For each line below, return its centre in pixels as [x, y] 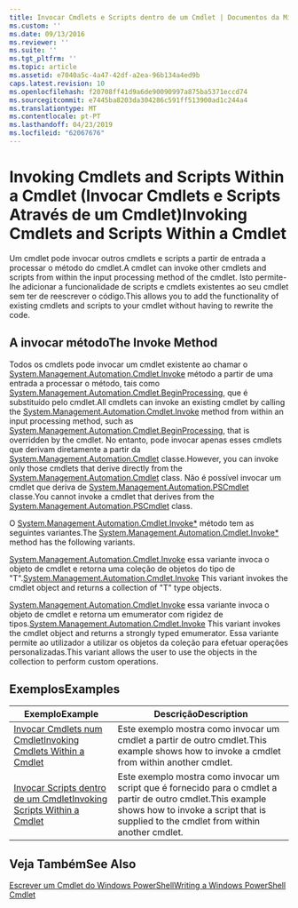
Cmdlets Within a [49, 752]
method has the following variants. [72, 542]
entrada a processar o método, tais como [85, 383]
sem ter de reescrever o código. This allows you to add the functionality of [144, 296]
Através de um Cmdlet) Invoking [129, 215]
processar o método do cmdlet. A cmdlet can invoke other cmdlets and [138, 267]
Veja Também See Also [73, 864]
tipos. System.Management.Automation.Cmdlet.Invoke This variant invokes [145, 624]
